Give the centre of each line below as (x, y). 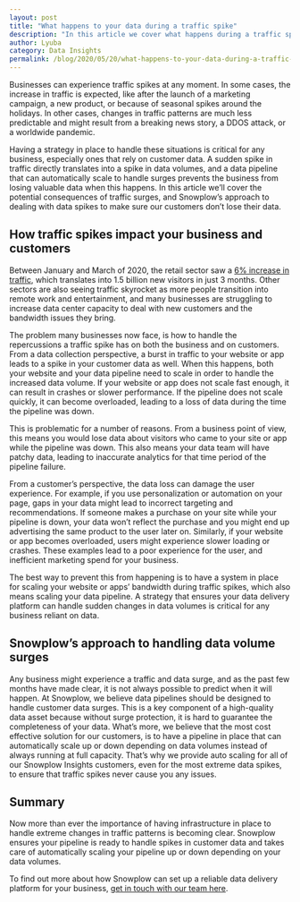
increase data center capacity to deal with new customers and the (131, 308)
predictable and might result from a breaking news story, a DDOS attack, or (148, 123)
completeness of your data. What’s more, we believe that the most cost (140, 727)
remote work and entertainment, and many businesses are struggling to (141, 298)
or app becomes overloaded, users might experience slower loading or (140, 540)
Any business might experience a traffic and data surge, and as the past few (150, 679)
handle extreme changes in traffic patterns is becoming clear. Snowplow (142, 833)
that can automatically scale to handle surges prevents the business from (144, 178)
